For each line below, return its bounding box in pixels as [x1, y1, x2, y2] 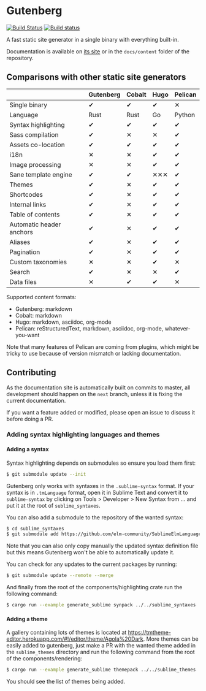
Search [9, 267, 31, 276]
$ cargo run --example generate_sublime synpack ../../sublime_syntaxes [6, 602, 196, 608]
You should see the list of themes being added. [6, 678, 126, 685]
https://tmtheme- [128, 629, 172, 636]
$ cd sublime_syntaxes [6, 525, 64, 532]
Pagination [9, 248, 40, 256]
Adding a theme [6, 615, 48, 622]
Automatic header [9, 220, 61, 229]
